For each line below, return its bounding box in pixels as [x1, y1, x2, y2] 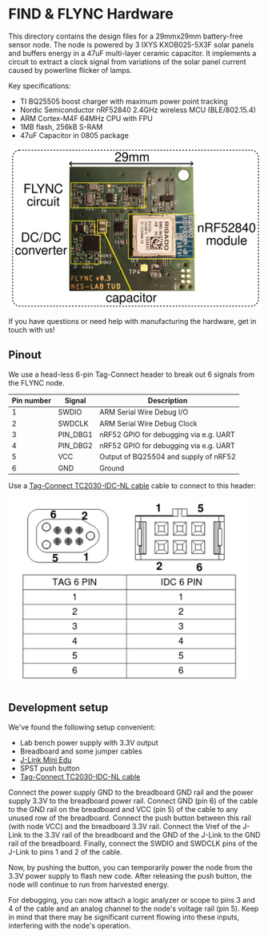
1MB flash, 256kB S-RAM [19, 122, 103, 131]
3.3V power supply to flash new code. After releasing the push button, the [8, 871, 252, 880]
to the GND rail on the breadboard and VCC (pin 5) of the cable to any [8, 804, 238, 814]
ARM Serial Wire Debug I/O [99, 407, 189, 417]
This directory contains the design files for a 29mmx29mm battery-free [8, 31, 243, 41]
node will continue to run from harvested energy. [8, 879, 170, 889]
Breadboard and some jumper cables [19, 746, 142, 756]
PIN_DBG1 [58, 430, 94, 439]
